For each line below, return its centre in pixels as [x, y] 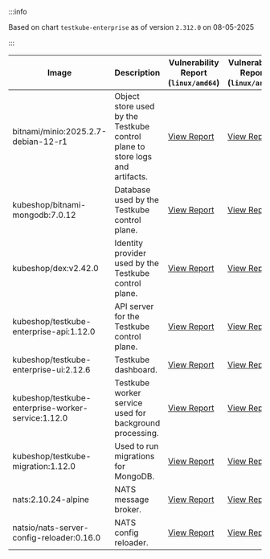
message [132, 499]
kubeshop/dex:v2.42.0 [55, 268]
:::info [18, 12]
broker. [128, 510]
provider [131, 253]
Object [127, 96]
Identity [129, 243]
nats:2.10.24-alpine [51, 499]
